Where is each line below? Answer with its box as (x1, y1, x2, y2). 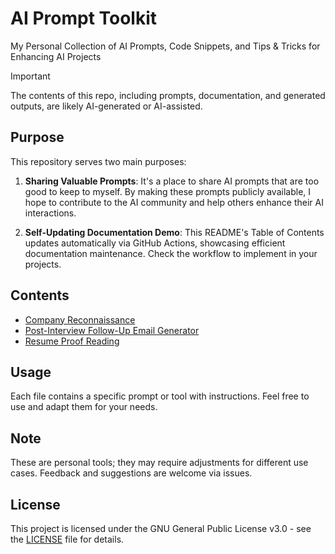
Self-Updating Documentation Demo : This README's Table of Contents (24, 226, 325, 238)
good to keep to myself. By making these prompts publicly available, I (24, 185, 312, 197)
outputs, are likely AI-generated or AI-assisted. (10, 100, 203, 112)
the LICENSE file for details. (10, 533, 125, 545)
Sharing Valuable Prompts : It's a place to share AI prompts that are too (24, 175, 320, 187)
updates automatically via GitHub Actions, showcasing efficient (24, 237, 286, 249)
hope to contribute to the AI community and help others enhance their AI (24, 196, 324, 208)
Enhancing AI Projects (10, 50, 102, 62)
